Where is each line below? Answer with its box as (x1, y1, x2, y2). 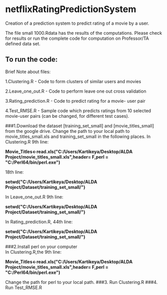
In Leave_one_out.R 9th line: (5, 194, 64, 200)
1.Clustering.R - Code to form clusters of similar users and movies (5, 78, 141, 84)
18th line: (5, 169, 24, 175)
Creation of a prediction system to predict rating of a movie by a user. (5, 20, 149, 26)
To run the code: (5, 55, 58, 64)
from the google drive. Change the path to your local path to (5, 128, 130, 134)
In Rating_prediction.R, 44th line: (5, 218, 73, 225)
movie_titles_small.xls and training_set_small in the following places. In (5, 133, 151, 139)
